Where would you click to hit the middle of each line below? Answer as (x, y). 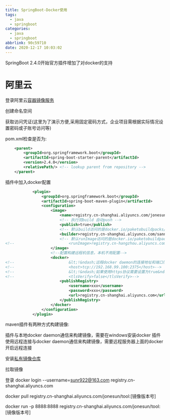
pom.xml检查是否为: (26, 139)
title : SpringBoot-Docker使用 (36, 10)
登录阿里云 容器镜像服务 (30, 100)
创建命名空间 (18, 111)
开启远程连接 (18, 348)
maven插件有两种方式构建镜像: (37, 324)
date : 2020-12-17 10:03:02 (34, 48)
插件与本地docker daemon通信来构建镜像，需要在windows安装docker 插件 (83, 335)
